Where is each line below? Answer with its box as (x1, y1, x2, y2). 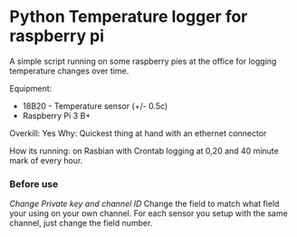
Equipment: (9, 83, 53, 94)
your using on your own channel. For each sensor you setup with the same (9, 208, 288, 219)
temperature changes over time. (9, 65, 129, 76)
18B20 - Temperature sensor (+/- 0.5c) (22, 100, 168, 111)
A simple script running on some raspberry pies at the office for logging (9, 55, 277, 66)
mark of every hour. (9, 154, 83, 165)
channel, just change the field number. (9, 218, 153, 229)
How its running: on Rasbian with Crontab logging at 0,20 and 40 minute (9, 145, 279, 156)
